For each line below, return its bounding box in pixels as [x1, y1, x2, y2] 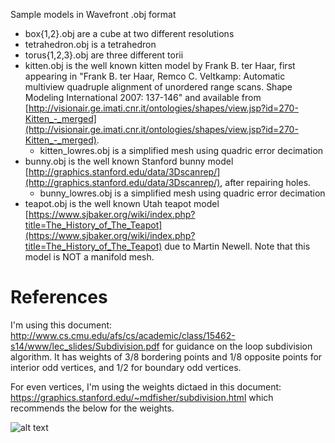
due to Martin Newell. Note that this [164, 240, 311, 252]
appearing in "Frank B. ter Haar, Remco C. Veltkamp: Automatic [24, 70, 286, 82]
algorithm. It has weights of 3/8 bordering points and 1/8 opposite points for [10, 350, 323, 363]
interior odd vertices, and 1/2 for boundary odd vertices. [10, 361, 242, 373]
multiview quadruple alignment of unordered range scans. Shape [24, 81, 293, 93]
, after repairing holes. [219, 177, 312, 188]
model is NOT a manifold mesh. [24, 251, 155, 263]
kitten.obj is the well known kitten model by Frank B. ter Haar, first [24, 60, 296, 71]
